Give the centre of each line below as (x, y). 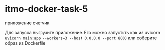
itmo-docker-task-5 (47, 9)
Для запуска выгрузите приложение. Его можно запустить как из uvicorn (83, 32)
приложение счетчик (27, 23)
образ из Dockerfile (25, 43)
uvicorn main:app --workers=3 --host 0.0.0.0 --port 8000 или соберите (81, 38)
